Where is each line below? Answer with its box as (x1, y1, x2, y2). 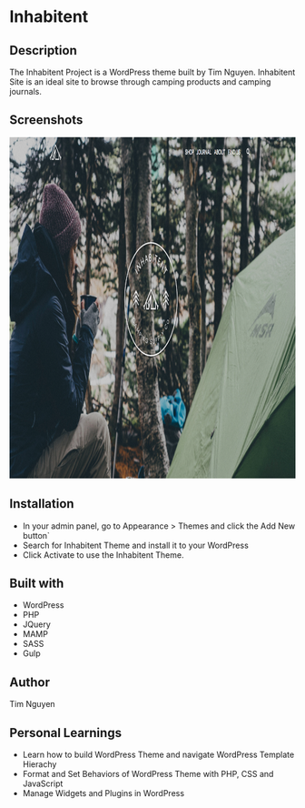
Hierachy (22, 759, 57, 770)
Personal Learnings (9, 725, 123, 741)
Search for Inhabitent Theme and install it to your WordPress (22, 540, 250, 550)
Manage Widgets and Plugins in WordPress (22, 788, 184, 799)
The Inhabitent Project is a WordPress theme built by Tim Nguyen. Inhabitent (9, 66, 296, 77)
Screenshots (9, 112, 84, 128)
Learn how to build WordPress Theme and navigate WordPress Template (22, 749, 295, 761)
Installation (9, 496, 74, 511)
